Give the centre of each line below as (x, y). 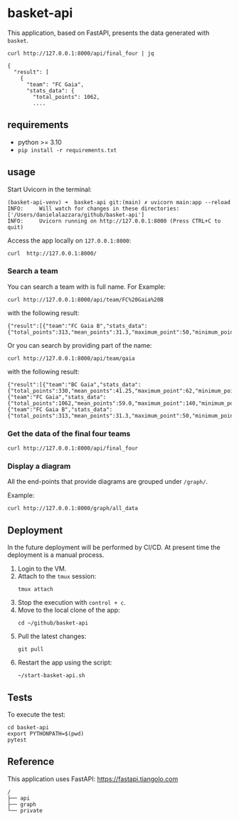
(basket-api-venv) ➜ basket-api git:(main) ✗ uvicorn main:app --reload (119, 202)
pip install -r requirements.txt (67, 150)
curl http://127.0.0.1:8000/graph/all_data (73, 509)
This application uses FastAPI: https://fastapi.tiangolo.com (93, 779)
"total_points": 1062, (67, 97)
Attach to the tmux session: (57, 576)
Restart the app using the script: (65, 662)
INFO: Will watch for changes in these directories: (94, 208)
